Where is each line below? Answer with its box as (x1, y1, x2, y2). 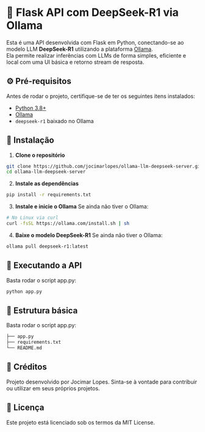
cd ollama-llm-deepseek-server (6, 169, 86, 175)
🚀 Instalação (6, 135, 54, 146)
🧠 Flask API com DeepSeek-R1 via (6, 6, 179, 20)
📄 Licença (6, 403, 45, 413)
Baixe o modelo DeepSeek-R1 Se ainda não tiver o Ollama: (15, 231, 163, 238)
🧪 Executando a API (6, 260, 82, 271)
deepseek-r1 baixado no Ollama (15, 117, 94, 124)
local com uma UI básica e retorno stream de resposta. (6, 58, 145, 66)
